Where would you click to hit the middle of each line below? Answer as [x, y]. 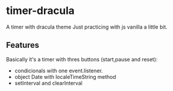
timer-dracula [40, 11]
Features [23, 45]
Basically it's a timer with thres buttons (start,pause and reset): [82, 59]
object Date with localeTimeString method [65, 76]
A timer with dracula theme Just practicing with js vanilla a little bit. [87, 27]
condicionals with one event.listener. [59, 71]
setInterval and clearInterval [48, 83]
